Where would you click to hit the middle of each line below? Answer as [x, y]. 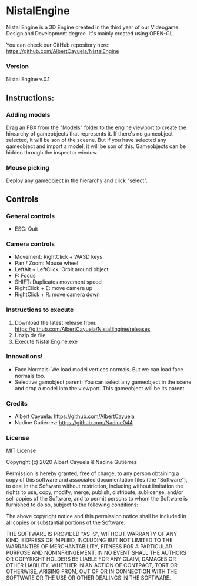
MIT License [21, 451]
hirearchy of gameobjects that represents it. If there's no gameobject [90, 133]
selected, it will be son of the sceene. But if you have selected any [86, 140]
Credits [17, 403]
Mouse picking [28, 167]
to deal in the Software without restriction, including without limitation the [95, 486]
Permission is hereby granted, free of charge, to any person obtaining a [93, 473]
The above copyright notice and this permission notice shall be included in [96, 516]
